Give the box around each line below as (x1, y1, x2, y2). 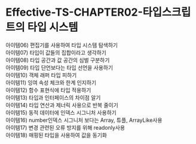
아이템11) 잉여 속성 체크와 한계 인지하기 (5, 79, 97, 86)
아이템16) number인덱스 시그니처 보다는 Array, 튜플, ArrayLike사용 (5, 116, 163, 124)
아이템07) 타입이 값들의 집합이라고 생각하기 (5, 49, 107, 56)
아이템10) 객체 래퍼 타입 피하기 (5, 71, 77, 79)
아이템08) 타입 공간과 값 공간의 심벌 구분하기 (5, 56, 110, 64)
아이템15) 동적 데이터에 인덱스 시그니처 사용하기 (5, 109, 117, 116)
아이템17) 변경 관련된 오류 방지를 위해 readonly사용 (5, 124, 125, 131)
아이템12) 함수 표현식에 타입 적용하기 (5, 86, 91, 94)
